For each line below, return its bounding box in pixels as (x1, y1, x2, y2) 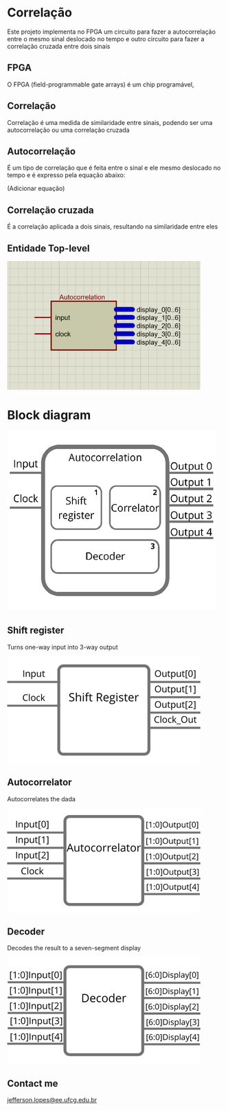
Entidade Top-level (7, 242, 90, 254)
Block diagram (7, 407, 91, 423)
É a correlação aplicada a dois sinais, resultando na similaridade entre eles (7, 222, 218, 231)
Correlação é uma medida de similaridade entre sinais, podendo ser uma (7, 118, 213, 126)
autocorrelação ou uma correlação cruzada (7, 126, 130, 134)
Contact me (7, 1077, 58, 1089)
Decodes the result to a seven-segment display (7, 944, 141, 952)
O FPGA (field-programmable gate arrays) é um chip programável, (7, 80, 194, 89)
